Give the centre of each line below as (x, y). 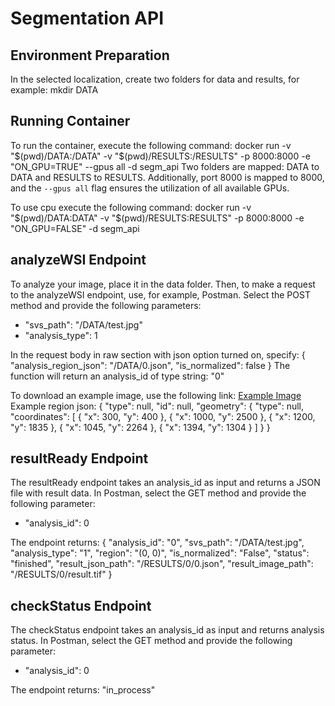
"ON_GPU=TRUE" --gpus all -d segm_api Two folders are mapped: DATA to (165, 166)
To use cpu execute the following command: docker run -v (131, 207)
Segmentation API (87, 18)
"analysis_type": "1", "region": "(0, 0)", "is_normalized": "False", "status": (160, 553)
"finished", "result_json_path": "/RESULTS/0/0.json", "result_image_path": (162, 564)
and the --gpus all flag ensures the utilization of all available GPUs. (150, 188)
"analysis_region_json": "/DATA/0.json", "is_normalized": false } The (150, 365)
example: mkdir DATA (54, 90)
